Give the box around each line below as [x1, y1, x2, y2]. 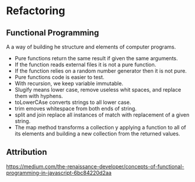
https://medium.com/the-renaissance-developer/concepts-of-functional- [6, 162, 184, 170]
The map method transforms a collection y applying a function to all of [14, 124, 186, 131]
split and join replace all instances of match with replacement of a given [14, 111, 190, 118]
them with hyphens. [14, 93, 63, 99]
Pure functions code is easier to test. [14, 74, 105, 80]
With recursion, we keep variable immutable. [14, 80, 123, 87]
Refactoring [6, 4, 66, 18]
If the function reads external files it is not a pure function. [14, 61, 157, 68]
